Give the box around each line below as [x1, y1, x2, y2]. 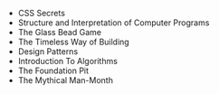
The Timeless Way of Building [17, 36, 129, 47]
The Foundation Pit [17, 65, 89, 76]
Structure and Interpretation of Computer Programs [17, 17, 210, 28]
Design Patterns [17, 46, 79, 57]
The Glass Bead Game [17, 27, 102, 37]
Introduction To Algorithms [17, 56, 118, 66]
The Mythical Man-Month [17, 75, 113, 85]
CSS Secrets [17, 8, 66, 18]
